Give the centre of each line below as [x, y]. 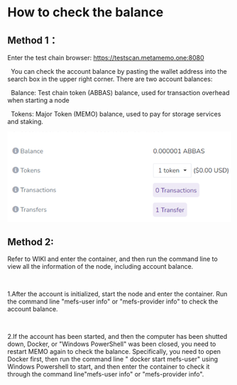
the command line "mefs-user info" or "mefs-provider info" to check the [113, 301]
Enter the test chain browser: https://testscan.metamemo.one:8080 [106, 58]
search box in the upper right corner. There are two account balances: [110, 79]
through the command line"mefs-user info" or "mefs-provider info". [106, 374]
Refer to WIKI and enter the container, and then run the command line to [112, 259]
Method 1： [33, 40]
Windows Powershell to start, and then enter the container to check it [109, 367]
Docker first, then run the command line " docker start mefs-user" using [113, 359]
